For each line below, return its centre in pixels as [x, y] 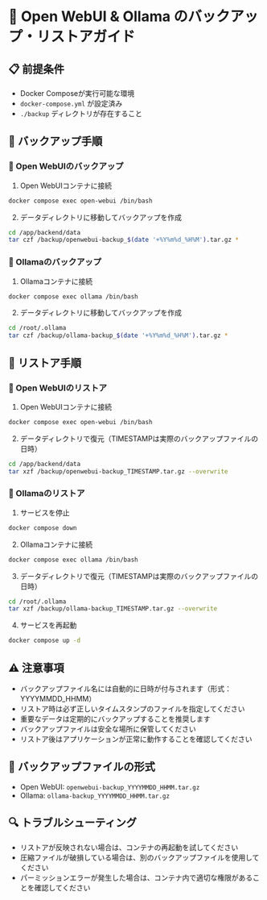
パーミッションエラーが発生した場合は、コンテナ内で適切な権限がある [136, 877]
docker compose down [43, 528]
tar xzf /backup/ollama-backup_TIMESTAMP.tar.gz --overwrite [113, 609]
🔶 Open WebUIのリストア [58, 388]
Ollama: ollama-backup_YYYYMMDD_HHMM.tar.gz [95, 795]
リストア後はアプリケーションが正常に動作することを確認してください [136, 740]
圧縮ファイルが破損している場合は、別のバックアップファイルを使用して [140, 857]
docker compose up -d [45, 641]
